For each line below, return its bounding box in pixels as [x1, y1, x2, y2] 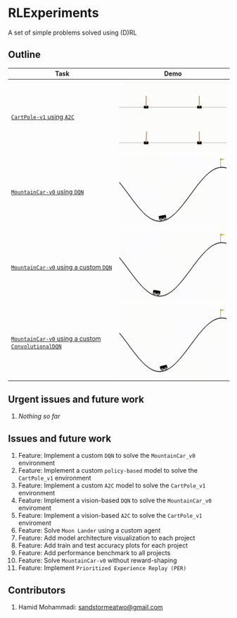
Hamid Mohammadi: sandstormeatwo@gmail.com [18, 603, 164, 612]
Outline [8, 49, 41, 61]
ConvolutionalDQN [11, 344, 62, 351]
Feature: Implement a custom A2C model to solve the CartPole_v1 [18, 481, 206, 490]
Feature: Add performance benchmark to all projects [18, 549, 171, 557]
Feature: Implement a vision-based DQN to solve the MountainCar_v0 [18, 496, 212, 505]
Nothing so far [18, 412, 60, 420]
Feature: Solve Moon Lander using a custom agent [18, 526, 161, 535]
